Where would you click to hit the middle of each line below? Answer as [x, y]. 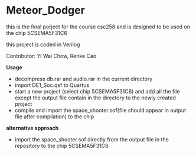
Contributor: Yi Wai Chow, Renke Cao [51, 56]
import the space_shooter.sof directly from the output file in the [92, 139]
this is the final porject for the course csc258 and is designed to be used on [98, 27]
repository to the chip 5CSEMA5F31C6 [61, 146]
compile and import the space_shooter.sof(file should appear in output [100, 110]
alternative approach [32, 128]
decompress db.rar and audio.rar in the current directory [84, 79]
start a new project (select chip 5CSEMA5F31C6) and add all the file [97, 91]
